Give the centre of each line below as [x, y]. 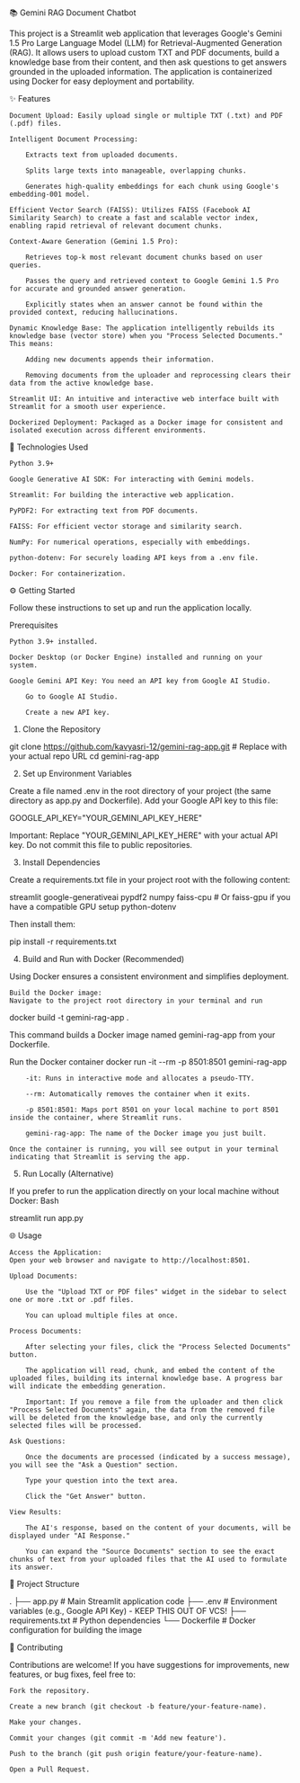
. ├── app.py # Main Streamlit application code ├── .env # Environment [143, 1601]
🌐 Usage [26, 1235]
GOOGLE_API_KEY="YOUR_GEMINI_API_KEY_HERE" [106, 818]
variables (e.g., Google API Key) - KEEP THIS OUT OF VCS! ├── [128, 1611]
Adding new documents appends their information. [120, 360]
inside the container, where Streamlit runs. [96, 1118]
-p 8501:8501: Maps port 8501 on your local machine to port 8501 [152, 1110]
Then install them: [43, 924]
